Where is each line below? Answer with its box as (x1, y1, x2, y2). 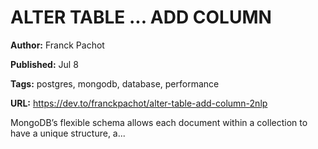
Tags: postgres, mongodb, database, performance (10, 77, 220, 90)
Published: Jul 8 (10, 58, 79, 70)
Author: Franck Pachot (10, 39, 105, 51)
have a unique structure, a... (10, 127, 126, 139)
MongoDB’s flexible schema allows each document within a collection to (10, 116, 308, 128)
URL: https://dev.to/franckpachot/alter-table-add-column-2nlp (10, 97, 268, 109)
